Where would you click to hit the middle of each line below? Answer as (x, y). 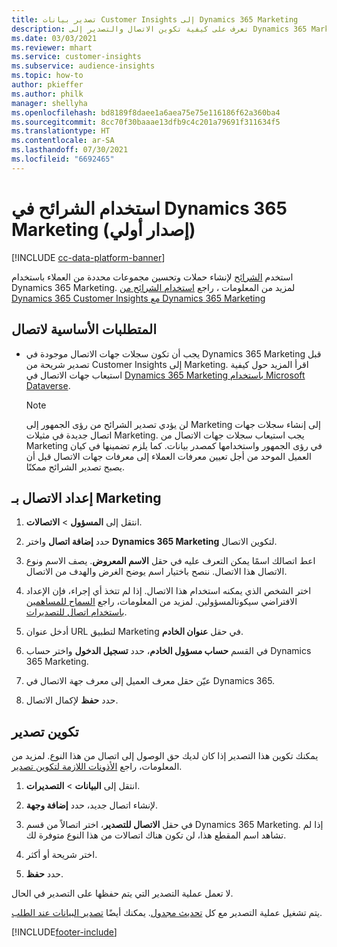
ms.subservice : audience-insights (83, 66)
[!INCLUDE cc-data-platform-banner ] (88, 257)
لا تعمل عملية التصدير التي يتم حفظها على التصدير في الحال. (122, 893)
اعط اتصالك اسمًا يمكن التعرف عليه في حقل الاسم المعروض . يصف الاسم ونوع (170, 561)
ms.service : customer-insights (76, 57)
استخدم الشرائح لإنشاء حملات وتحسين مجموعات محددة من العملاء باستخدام (152, 277)
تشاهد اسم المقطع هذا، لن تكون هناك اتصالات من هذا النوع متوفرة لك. (156, 835)
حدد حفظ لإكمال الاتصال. (72, 700)
